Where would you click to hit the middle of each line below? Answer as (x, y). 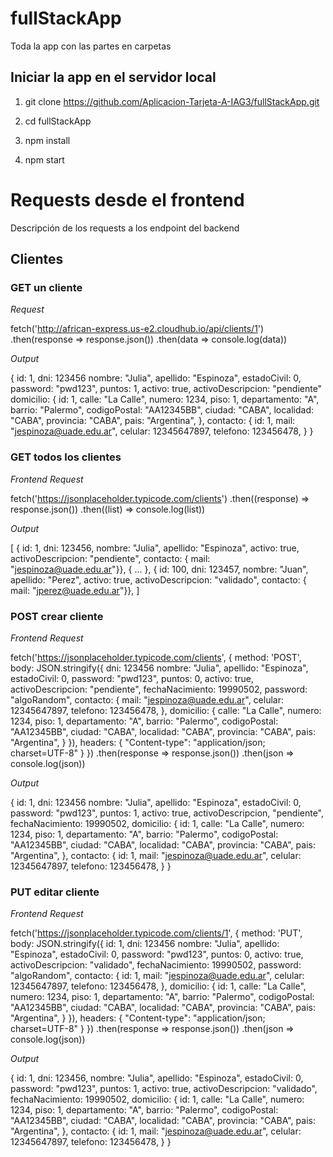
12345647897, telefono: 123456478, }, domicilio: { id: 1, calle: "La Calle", (158, 986)
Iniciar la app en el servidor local (113, 77)
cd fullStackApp (58, 121)
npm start (44, 159)
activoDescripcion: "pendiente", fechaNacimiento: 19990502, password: (159, 689)
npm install (47, 140)
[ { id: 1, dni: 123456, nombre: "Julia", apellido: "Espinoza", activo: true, (155, 548)
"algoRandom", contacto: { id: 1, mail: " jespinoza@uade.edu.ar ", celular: (157, 976)
